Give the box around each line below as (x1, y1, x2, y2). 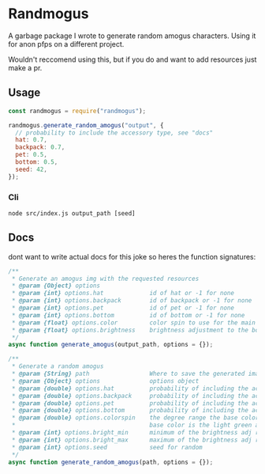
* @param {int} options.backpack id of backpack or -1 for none (11, 297, 252, 305)
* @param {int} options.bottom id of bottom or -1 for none (11, 311, 245, 319)
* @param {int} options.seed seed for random (11, 443, 203, 451)
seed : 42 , (15, 165, 47, 173)
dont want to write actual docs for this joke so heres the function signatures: (8, 252, 256, 261)
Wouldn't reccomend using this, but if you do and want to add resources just (8, 55, 257, 64)
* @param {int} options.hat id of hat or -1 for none (11, 290, 235, 298)
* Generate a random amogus (11, 362, 104, 370)
